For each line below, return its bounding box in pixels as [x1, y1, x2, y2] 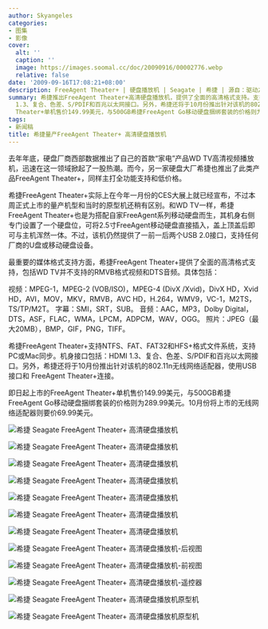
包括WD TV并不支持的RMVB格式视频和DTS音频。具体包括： [22, 267, 219, 276]
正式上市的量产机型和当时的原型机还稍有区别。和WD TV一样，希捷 [14, 200, 235, 210]
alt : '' [15, 49, 41, 57]
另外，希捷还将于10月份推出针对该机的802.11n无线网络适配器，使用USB [22, 361, 257, 370]
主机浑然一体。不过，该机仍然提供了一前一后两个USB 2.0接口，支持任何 [22, 230, 259, 239]
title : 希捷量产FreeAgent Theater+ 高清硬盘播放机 [8, 130, 167, 138]
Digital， [224, 304, 254, 314]
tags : [8, 116, 26, 124]
